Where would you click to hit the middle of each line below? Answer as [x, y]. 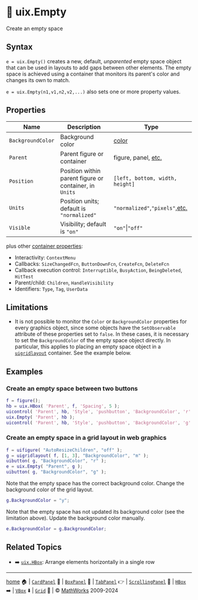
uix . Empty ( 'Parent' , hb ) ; [41, 417]
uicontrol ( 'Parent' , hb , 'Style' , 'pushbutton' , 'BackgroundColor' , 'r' [99, 411]
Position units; [79, 201]
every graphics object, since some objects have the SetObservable [95, 328]
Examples [24, 372]
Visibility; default [83, 224]
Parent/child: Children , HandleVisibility [64, 283]
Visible [20, 228]
